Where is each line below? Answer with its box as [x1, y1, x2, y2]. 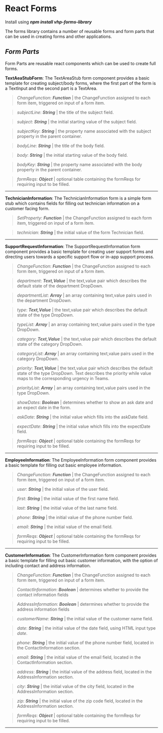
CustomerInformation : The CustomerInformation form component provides [5, 552, 157, 558]
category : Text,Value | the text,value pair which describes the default [16, 336, 157, 342]
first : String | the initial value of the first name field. [16, 496, 119, 501]
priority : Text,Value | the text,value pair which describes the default [16, 365, 153, 371]
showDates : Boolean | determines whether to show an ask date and [16, 399, 153, 405]
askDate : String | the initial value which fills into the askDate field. [16, 414, 149, 420]
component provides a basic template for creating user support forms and [5, 249, 153, 254]
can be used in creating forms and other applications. [5, 33, 113, 39]
